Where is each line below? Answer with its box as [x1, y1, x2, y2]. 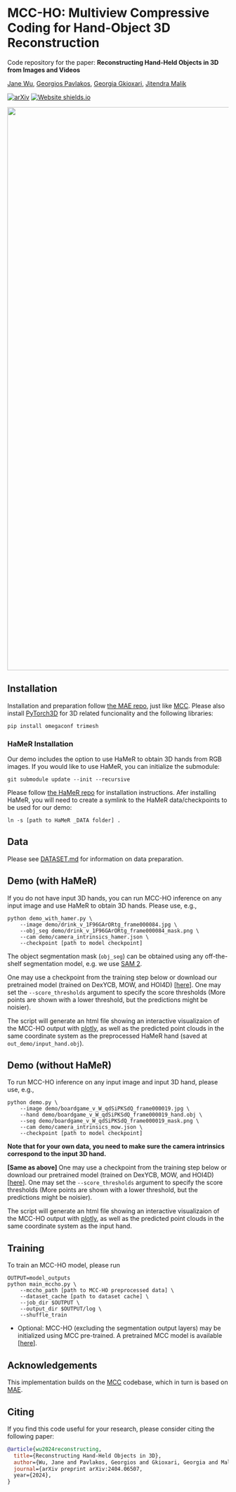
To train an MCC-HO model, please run [7, 1261, 121, 1270]
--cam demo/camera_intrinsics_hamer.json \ [20, 933, 150, 941]
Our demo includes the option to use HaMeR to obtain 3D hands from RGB [7, 755, 223, 763]
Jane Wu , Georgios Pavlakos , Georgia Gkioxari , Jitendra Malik [7, 79, 187, 87]
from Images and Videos [7, 65, 81, 74]
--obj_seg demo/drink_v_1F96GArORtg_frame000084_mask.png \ [20, 927, 199, 934]
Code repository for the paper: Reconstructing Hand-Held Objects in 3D [7, 58, 219, 66]
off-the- [204, 952, 228, 960]
